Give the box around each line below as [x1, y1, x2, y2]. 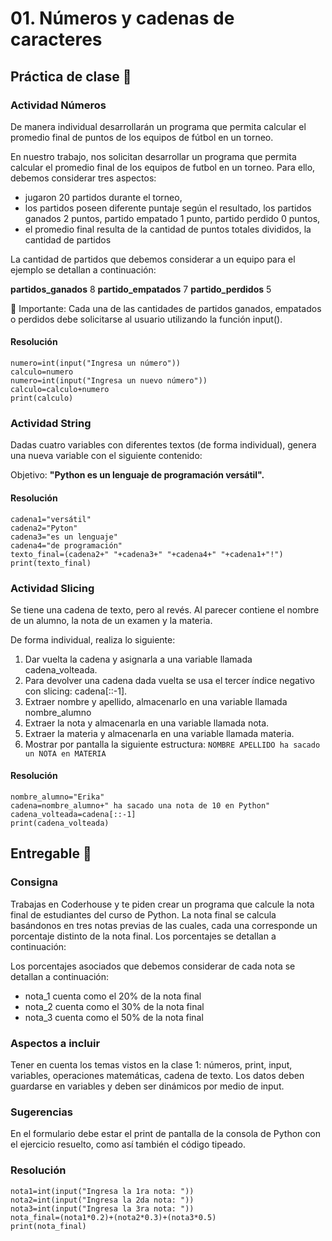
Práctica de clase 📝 [10, 68, 132, 85]
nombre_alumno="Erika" [10, 792, 105, 802]
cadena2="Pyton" [10, 523, 78, 533]
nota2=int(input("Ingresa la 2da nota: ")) [10, 1195, 195, 1205]
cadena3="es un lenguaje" [10, 532, 118, 542]
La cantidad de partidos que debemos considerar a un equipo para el [10, 253, 296, 265]
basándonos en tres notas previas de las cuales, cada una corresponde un [10, 919, 318, 931]
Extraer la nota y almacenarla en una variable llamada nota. [24, 717, 270, 729]
